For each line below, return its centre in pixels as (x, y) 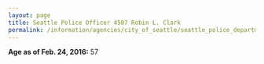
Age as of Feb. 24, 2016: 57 (53, 52)
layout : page (29, 15)
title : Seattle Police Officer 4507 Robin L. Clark (94, 23)
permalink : (26, 30)
